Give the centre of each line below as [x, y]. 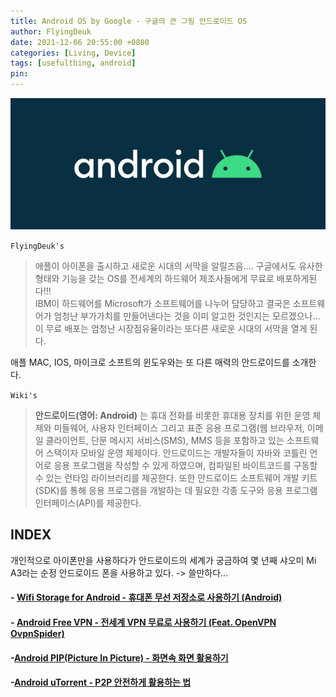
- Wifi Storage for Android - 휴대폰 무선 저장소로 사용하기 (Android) [146, 597]
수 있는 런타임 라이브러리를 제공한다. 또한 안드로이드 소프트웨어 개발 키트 [176, 478]
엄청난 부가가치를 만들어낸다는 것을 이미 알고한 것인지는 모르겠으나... [187, 316]
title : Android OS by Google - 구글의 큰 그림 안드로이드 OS [129, 21]
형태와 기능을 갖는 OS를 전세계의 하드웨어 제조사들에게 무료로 [154, 278]
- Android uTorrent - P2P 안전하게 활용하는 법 [101, 682]
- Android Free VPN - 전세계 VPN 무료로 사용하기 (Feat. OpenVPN [143, 622]
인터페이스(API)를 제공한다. [88, 503]
